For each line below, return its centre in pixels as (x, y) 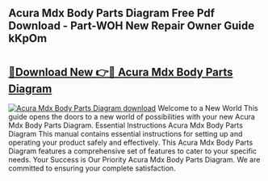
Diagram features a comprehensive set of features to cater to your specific (132, 151)
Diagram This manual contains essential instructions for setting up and (126, 134)
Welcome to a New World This (207, 108)
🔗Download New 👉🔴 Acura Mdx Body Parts (121, 72)
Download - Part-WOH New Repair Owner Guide (132, 26)
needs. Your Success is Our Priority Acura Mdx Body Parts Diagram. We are (134, 160)
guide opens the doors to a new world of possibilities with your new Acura (132, 117)
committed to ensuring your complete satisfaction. (92, 168)
